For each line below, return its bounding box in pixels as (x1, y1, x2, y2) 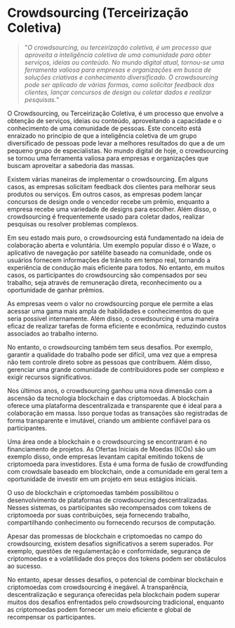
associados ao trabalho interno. (7, 329, 99, 338)
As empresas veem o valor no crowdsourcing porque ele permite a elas (7, 299, 214, 307)
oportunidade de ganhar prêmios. (7, 286, 105, 294)
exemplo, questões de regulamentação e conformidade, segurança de (7, 546, 210, 555)
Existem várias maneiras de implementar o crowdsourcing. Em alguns (7, 174, 208, 184)
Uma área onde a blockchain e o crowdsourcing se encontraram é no (7, 437, 208, 446)
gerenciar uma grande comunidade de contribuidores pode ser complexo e (7, 365, 224, 373)
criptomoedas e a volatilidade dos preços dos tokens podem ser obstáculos (7, 554, 227, 563)
